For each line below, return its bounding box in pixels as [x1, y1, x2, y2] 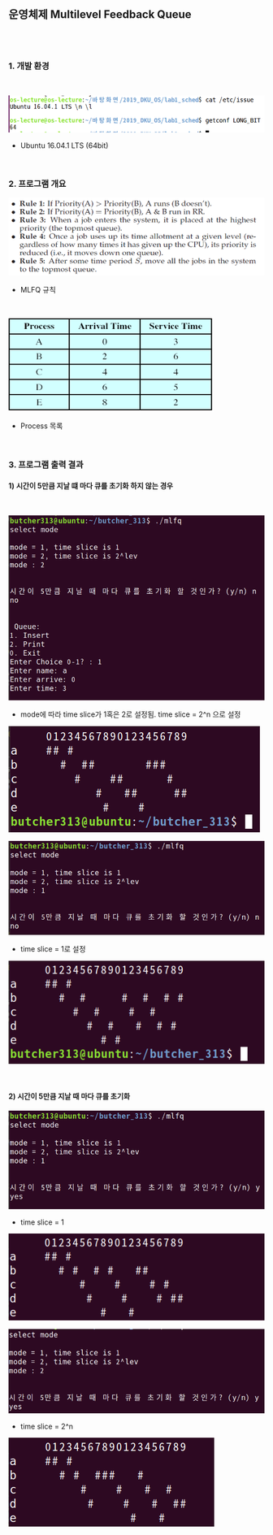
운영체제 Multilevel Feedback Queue [8, 7, 193, 22]
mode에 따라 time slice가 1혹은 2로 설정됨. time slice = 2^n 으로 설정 [19, 709, 241, 719]
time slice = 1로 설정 [19, 944, 86, 954]
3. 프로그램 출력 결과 [8, 459, 84, 470]
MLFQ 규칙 [19, 285, 57, 295]
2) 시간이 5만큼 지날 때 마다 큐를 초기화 [8, 1091, 131, 1101]
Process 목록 [19, 421, 63, 431]
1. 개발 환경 [8, 60, 50, 72]
